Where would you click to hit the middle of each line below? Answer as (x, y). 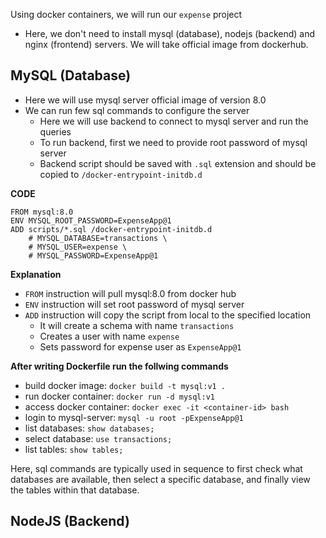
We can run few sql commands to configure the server (137, 110)
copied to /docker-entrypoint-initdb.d (121, 174)
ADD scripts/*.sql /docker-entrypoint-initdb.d (111, 229)
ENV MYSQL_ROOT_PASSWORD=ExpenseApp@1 (91, 220)
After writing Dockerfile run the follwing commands (119, 366)
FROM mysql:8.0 (42, 212)
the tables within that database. (75, 490)
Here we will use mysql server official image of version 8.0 (145, 100)
